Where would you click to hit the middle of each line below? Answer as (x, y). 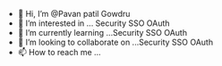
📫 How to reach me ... (59, 52)
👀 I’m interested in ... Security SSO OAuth (94, 23)
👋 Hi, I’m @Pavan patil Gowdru (74, 14)
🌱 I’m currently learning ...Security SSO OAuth (102, 33)
